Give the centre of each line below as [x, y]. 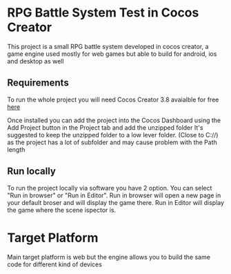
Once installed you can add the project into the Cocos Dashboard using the [114, 120]
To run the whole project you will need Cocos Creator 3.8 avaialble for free [113, 99]
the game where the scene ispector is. [62, 210]
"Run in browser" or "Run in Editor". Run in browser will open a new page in [114, 195]
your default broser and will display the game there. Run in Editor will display [116, 202]
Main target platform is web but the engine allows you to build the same [109, 257]
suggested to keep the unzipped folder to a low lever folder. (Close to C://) [113, 135]
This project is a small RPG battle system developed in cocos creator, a [108, 46]
